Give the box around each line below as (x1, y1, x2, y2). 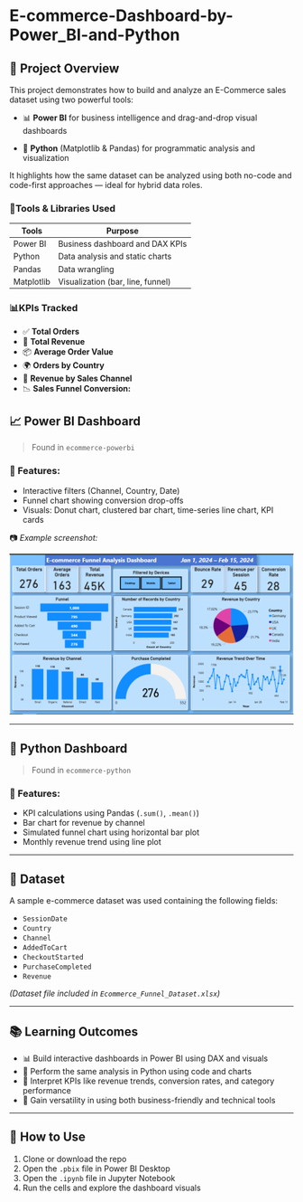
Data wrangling (58, 263, 115, 274)
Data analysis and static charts (58, 251, 172, 262)
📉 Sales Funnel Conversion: (22, 383, 131, 393)
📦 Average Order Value (22, 345, 115, 357)
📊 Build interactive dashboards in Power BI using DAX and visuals (22, 1053, 269, 1064)
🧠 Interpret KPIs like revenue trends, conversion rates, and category (22, 1075, 275, 1086)
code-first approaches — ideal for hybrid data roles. (9, 180, 203, 190)
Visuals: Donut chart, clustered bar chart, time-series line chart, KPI (22, 504, 274, 516)
